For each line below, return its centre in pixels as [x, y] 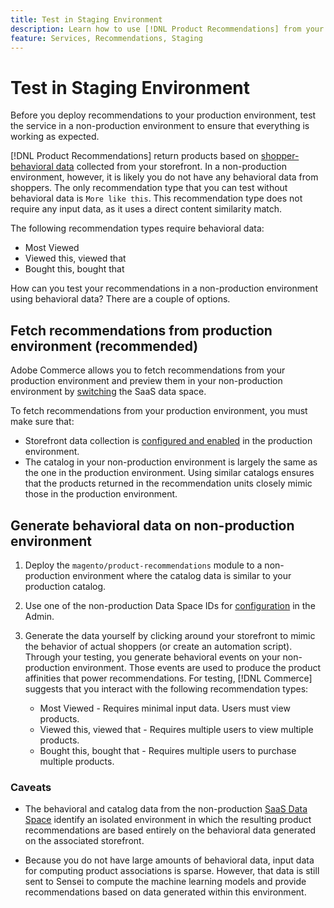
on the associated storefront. [84, 841]
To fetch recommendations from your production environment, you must [159, 411]
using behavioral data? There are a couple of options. [120, 299]
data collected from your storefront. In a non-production [171, 167]
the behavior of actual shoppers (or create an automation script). [158, 646]
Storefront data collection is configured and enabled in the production [168, 441]
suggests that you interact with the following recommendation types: [166, 688]
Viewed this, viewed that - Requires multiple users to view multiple [176, 729]
